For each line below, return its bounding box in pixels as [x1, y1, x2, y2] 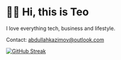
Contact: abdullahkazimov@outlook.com [6, 36, 105, 43]
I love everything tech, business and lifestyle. [6, 25, 116, 32]
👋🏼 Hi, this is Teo [6, 5, 89, 19]
